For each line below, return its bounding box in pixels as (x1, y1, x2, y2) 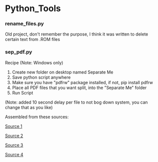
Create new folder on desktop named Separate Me (12, 69, 113, 75)
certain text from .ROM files (5, 36, 61, 42)
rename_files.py (5, 20, 44, 27)
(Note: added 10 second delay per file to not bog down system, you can (5, 99, 148, 105)
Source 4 (5, 151, 23, 157)
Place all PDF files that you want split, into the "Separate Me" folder (12, 85, 147, 90)
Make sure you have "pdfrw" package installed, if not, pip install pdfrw (12, 79, 154, 85)
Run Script (12, 90, 33, 95)
